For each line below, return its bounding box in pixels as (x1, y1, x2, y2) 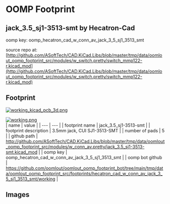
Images (6, 190, 30, 199)
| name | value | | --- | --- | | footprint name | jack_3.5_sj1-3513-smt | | (6, 122, 150, 128)
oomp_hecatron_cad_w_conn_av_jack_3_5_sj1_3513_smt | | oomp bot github (6, 154, 162, 160)
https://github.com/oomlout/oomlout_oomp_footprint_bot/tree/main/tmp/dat (6, 165, 163, 171)
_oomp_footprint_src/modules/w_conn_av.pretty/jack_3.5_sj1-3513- (6, 143, 145, 149)
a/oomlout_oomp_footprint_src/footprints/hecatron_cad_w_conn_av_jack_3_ (6, 170, 163, 176)
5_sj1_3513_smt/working (6, 176, 55, 182)
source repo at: (6, 47, 37, 53)
